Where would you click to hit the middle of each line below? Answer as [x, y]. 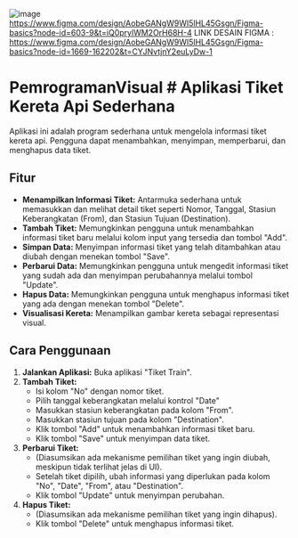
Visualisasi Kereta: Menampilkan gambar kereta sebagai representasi [150, 313]
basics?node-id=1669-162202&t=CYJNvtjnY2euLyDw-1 [111, 52]
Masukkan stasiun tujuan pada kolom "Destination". [129, 420]
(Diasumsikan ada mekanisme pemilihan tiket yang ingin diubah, [153, 457]
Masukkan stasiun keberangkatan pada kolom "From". [134, 410]
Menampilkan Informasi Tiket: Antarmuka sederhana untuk [132, 200]
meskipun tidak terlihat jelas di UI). [99, 467]
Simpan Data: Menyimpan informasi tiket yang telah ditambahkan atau [151, 247]
